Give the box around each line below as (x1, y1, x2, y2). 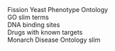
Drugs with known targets (7, 28, 83, 36)
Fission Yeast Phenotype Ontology (7, 6, 109, 13)
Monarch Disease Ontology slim (7, 35, 101, 44)
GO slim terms (7, 13, 50, 21)
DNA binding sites (7, 21, 60, 29)
